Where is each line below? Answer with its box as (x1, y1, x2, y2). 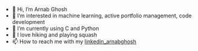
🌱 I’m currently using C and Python (12, 25, 99, 32)
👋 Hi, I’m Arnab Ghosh (12, 6, 68, 13)
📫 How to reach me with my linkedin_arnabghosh (12, 38, 136, 45)
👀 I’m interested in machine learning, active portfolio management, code (12, 12, 192, 19)
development (12, 19, 45, 25)
